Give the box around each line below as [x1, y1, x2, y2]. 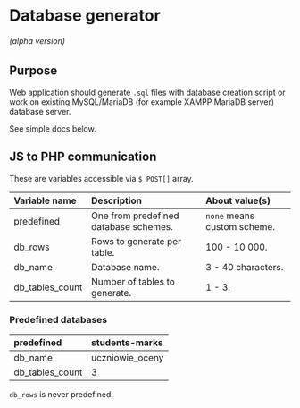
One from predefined [90, 209, 180, 222]
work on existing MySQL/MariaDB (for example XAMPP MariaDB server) [9, 96, 275, 107]
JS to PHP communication [9, 149, 157, 165]
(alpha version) [9, 35, 65, 46]
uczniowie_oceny [90, 351, 164, 363]
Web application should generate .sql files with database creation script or [9, 87, 286, 98]
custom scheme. [204, 220, 275, 233]
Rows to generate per [90, 234, 181, 247]
